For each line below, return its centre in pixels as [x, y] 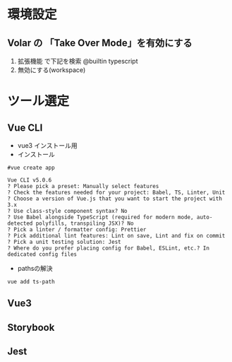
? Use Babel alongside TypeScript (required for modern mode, [100, 217]
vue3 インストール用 [47, 145]
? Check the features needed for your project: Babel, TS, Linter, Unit [116, 192]
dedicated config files [42, 255]
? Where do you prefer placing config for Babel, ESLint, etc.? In [109, 248]
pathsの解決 [35, 268]
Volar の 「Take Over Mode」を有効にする [100, 43]
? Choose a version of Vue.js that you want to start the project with [115, 199]
